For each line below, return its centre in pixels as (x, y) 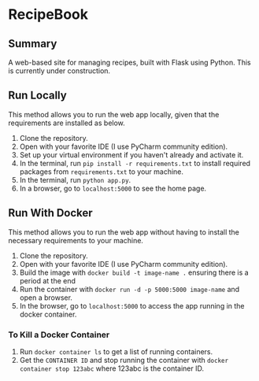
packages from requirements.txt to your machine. (101, 172)
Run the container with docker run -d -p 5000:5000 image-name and (129, 289)
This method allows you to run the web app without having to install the (124, 232)
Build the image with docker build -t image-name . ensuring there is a (134, 272)
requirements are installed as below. (67, 123)
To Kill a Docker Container (59, 335)
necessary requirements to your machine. (76, 240)
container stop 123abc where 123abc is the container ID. (112, 368)
